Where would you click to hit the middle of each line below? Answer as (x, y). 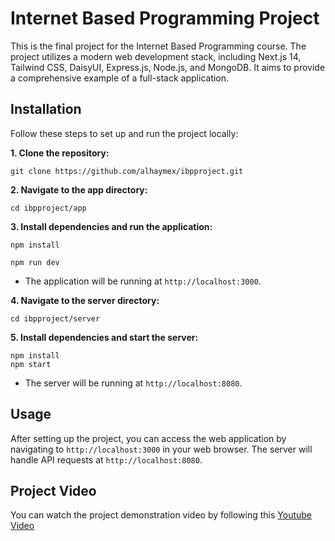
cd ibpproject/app (48, 208)
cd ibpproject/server (55, 318)
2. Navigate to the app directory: (79, 189)
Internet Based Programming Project (165, 18)
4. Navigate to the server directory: (85, 300)
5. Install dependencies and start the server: (104, 337)
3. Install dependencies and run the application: (111, 226)
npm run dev (35, 262)
